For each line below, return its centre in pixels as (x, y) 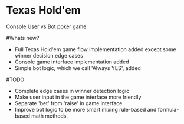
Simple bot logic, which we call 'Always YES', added (78, 68)
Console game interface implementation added (72, 62)
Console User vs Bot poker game (46, 26)
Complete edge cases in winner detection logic (72, 91)
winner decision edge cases (49, 55)
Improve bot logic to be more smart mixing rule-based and (86, 109)
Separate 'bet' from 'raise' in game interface (68, 103)
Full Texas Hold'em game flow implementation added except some (96, 49)
